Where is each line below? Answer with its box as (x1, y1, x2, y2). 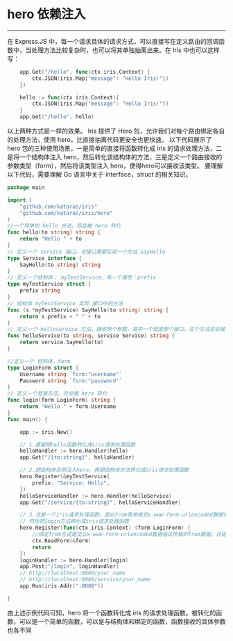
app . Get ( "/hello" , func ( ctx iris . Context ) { (19, 68, 150, 75)
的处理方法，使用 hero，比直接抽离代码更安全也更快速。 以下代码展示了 (7, 136, 212, 144)
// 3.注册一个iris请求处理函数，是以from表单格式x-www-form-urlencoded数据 (19, 512, 223, 519)
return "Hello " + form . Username (19, 403, 116, 410)
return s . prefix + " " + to (19, 313, 101, 320)
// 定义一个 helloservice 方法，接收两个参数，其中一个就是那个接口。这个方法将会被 (7, 326, 225, 333)
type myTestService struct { (7, 281, 92, 288)
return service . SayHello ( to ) (19, 339, 104, 346)
